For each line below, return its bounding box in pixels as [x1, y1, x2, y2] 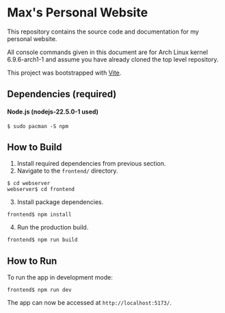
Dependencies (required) [7, 88, 117, 100]
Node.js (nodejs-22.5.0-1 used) [7, 108, 99, 116]
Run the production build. [16, 223, 89, 231]
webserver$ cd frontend [7, 186, 75, 193]
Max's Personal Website [7, 5, 148, 21]
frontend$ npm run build [7, 236, 78, 244]
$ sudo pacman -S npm [7, 123, 69, 129]
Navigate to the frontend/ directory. [16, 166, 118, 175]
